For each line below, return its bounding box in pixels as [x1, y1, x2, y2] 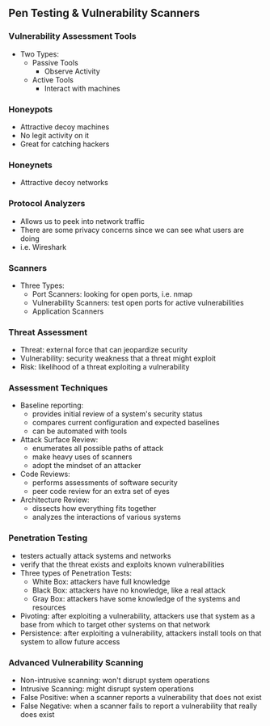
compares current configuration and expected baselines [32, 418, 220, 428]
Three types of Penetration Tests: [19, 568, 132, 577]
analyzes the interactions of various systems [32, 513, 182, 522]
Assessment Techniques [8, 382, 108, 394]
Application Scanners [32, 306, 104, 316]
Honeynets [8, 159, 53, 171]
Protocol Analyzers [8, 198, 86, 209]
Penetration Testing [8, 533, 88, 544]
